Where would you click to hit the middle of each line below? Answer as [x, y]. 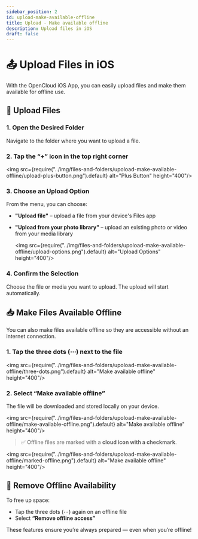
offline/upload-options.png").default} [61, 252]
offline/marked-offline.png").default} [51, 461]
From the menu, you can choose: [47, 204]
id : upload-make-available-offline [51, 17]
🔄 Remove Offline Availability [61, 486]
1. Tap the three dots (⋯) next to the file [64, 352]
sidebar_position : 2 [32, 12]
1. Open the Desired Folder [45, 128]
